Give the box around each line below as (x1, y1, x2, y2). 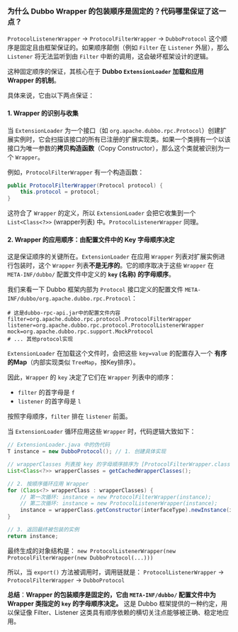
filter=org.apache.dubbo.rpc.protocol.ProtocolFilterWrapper (7, 316, 192, 323)
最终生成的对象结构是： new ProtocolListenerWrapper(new (7, 546, 176, 555)
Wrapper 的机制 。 (7, 76, 60, 85)
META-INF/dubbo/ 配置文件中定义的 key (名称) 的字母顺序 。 (7, 270, 175, 278)
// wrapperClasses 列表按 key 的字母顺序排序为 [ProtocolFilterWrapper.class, (7, 461, 234, 468)
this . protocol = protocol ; (20, 188, 100, 196)
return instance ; (7, 533, 59, 540)
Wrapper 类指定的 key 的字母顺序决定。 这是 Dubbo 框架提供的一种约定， (7, 599, 222, 608)
